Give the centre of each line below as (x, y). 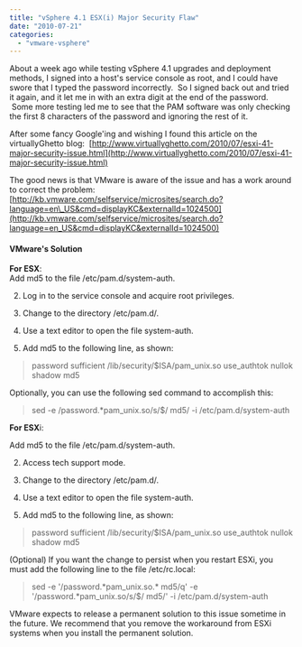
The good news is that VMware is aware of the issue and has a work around (151, 180)
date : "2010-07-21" (46, 26)
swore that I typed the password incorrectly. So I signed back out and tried (149, 88)
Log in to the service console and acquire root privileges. (128, 296)
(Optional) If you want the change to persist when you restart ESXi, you (141, 559)
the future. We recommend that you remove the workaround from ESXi (141, 624)
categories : (32, 34)
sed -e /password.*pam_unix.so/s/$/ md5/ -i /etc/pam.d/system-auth (160, 411)
